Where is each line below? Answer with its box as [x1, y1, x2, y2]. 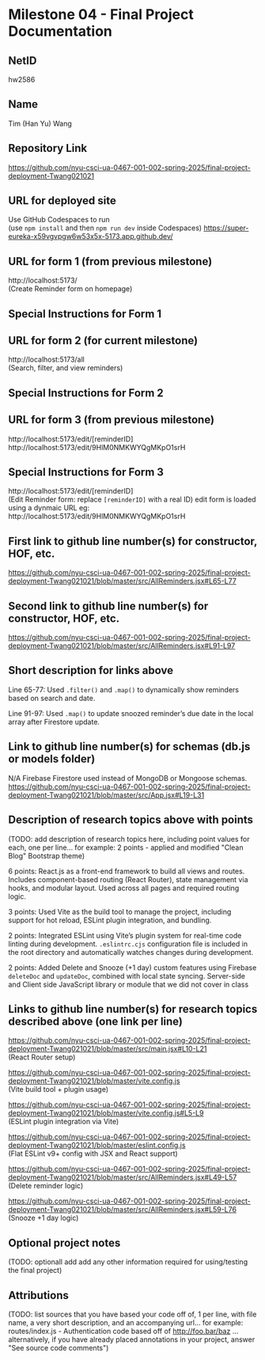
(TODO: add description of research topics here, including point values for [8, 834, 250, 843]
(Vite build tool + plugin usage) [8, 1085, 109, 1094]
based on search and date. [8, 693, 96, 703]
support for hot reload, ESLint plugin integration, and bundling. [8, 915, 212, 925]
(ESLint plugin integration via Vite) [8, 1117, 119, 1127]
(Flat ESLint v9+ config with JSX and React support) [8, 1149, 178, 1158]
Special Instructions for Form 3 [8, 465, 165, 479]
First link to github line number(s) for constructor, [8, 534, 258, 547]
